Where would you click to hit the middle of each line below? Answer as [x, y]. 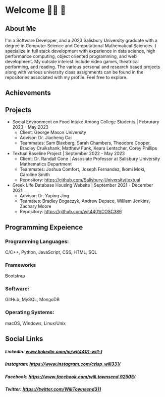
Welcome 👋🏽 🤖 [36, 10]
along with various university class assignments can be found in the [74, 72]
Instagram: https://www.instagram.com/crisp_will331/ [63, 364]
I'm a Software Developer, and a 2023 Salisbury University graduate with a [81, 40]
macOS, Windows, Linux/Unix [35, 323]
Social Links [24, 339]
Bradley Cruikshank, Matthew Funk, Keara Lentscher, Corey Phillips [88, 148]
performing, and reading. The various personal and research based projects [82, 67]
